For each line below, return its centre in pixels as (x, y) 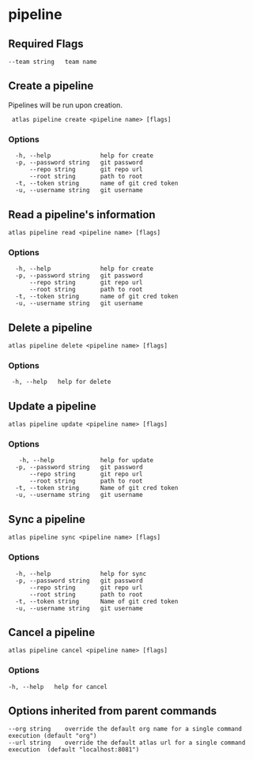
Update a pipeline (52, 406)
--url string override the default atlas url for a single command (127, 743)
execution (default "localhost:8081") (74, 750)
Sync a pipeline (47, 519)
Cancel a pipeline (52, 632)
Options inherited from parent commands (113, 711)
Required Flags (46, 44)
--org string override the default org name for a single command (125, 729)
